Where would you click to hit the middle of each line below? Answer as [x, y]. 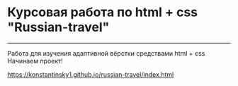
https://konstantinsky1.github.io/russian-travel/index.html [91, 74]
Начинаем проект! [35, 61]
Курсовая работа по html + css [103, 12]
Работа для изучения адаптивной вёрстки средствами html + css [106, 53]
